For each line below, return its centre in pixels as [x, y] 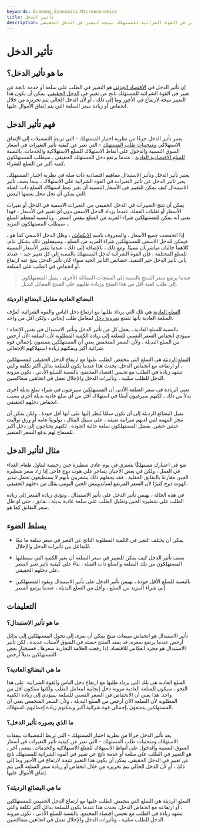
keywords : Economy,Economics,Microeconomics [62, 11]
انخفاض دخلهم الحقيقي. [32, 402]
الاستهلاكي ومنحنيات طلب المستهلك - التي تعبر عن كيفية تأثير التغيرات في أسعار [94, 145]
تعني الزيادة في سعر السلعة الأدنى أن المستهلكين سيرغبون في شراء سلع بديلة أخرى [98, 390]
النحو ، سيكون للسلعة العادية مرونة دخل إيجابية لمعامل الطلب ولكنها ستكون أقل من [97, 689]
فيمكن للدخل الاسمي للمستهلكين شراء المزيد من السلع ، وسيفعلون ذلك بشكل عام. [97, 241]
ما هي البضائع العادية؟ [34, 669]
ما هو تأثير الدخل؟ [35, 73]
